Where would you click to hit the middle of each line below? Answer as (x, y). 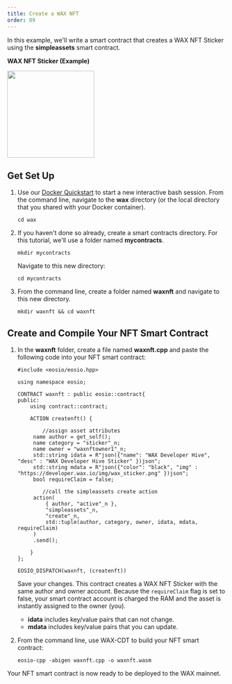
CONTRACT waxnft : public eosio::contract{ (81, 395)
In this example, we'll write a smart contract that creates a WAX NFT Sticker (116, 40)
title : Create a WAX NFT (43, 14)
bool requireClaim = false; (74, 480)
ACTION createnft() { (61, 419)
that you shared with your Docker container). (81, 207)
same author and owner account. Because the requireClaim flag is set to (121, 591)
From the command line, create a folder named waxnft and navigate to (118, 292)
